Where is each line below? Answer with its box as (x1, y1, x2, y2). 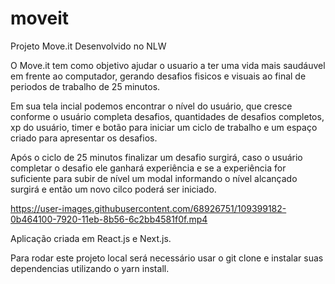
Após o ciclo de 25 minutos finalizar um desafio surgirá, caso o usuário (10, 151, 303, 163)
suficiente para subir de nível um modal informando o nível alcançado (10, 172, 298, 184)
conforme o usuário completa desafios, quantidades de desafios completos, (10, 110, 325, 122)
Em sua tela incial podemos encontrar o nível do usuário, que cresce (10, 100, 293, 112)
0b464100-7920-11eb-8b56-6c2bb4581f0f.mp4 (10, 213, 208, 225)
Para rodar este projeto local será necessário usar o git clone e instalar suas (10, 252, 324, 264)
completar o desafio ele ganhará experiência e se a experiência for (10, 162, 287, 174)
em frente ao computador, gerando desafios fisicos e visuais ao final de (10, 70, 307, 82)
